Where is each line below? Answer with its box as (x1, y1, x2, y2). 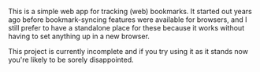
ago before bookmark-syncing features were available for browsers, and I (8, 15, 247, 24)
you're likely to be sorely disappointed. (8, 55, 134, 64)
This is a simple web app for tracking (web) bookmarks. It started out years (8, 7, 252, 16)
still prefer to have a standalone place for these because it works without (8, 23, 245, 32)
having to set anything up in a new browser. (8, 31, 150, 41)
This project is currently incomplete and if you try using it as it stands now (8, 47, 248, 56)
